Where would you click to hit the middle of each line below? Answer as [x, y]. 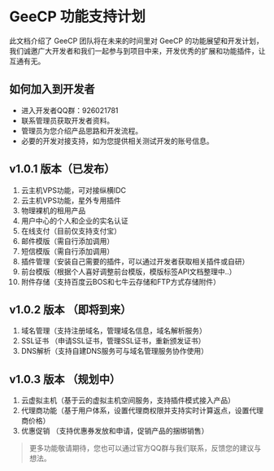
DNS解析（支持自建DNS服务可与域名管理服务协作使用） [115, 351]
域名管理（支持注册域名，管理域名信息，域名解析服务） [113, 331]
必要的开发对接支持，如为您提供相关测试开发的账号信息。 [117, 141]
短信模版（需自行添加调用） [67, 251]
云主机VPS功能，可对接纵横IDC [74, 190]
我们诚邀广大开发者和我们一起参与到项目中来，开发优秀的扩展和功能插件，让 [137, 50]
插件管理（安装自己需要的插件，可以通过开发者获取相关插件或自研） [135, 261]
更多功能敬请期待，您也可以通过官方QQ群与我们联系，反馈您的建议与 [145, 448]
